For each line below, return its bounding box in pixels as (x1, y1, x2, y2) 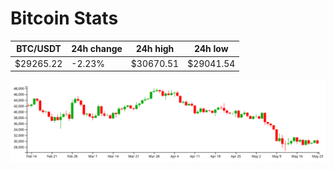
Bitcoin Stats (10, 7, 119, 30)
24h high (135, 43, 175, 55)
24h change (71, 43, 123, 55)
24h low (193, 43, 229, 55)
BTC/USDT (16, 43, 62, 55)
